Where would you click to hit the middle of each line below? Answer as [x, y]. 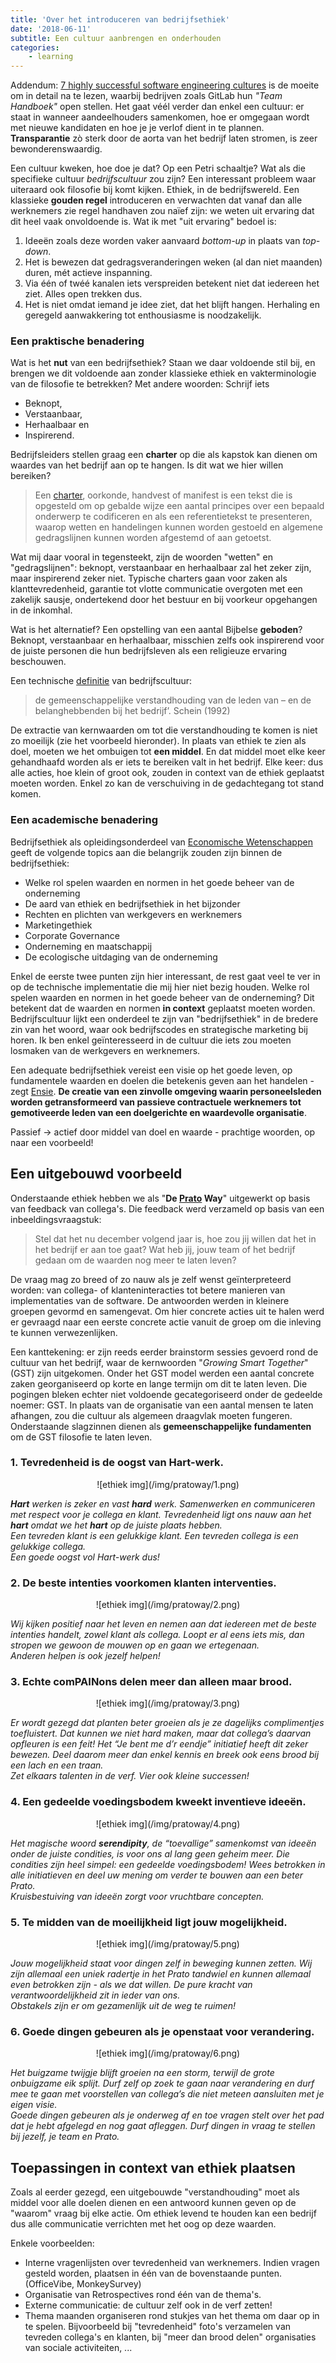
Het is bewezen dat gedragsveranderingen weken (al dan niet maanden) [173, 262]
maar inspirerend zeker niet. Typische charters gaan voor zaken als [149, 578]
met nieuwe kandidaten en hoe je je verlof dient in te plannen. [137, 128]
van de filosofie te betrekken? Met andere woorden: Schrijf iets [140, 384]
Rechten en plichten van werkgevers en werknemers [133, 914]
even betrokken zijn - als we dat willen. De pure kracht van [131, 1985]
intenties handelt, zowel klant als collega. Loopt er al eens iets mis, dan [157, 1635]
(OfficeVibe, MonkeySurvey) [83, 2284]
